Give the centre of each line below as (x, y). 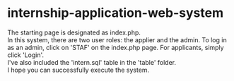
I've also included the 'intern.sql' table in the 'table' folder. (92, 62)
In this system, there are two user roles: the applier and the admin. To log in (117, 39)
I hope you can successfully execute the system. (78, 70)
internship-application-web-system (116, 13)
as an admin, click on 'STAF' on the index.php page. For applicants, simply (116, 47)
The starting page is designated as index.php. (74, 32)
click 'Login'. (26, 55)
